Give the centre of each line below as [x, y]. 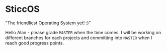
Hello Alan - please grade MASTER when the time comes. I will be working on [83, 32]
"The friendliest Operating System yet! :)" [48, 23]
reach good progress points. [35, 43]
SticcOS [23, 9]
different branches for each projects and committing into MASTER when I [79, 38]
